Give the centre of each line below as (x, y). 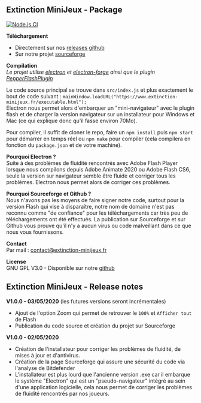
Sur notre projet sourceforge (50, 54)
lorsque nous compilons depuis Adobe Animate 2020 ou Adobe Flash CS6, (98, 169)
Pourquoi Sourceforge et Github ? (49, 194)
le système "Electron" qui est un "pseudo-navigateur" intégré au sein (100, 381)
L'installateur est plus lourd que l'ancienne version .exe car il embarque (102, 374)
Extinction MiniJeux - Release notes (75, 287)
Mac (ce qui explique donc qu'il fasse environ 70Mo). (72, 121)
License (16, 261)
